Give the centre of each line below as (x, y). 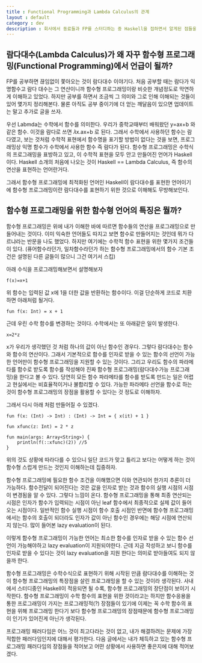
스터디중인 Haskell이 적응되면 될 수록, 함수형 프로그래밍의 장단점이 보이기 (103, 588)
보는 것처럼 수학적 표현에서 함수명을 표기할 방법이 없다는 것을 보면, (101, 140)
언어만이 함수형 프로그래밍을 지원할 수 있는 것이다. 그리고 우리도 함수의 (95, 361)
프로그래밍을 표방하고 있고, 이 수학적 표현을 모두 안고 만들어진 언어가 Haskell (102, 155)
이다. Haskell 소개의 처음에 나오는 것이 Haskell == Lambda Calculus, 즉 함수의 (99, 162)
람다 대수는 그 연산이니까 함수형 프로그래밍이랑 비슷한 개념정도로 (103, 89)
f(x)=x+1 (17, 281)
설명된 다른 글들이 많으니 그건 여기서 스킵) (66, 256)
